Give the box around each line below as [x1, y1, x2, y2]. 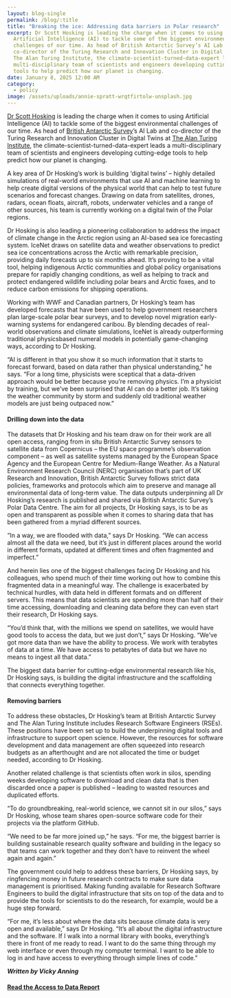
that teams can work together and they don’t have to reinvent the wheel [7, 847, 210, 855]
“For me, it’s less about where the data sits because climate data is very [7, 918, 210, 926]
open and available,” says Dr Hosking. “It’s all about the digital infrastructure [7, 924, 223, 933]
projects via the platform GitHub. [7, 819, 100, 827]
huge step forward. [7, 904, 62, 912]
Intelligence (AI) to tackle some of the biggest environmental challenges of [7, 120, 219, 127]
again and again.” [7, 854, 56, 863]
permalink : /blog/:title [7, 17, 78, 23]
